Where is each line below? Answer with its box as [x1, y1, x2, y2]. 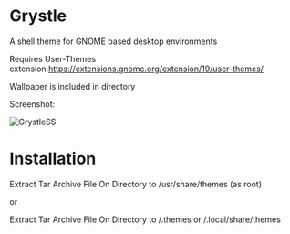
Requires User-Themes [9, 53, 97, 64]
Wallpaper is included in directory [9, 80, 136, 91]
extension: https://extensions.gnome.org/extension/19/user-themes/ [9, 63, 264, 74]
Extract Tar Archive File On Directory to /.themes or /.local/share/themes [9, 214, 281, 225]
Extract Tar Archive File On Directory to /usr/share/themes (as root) [9, 178, 263, 189]
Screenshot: [9, 98, 56, 110]
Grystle [9, 5, 67, 27]
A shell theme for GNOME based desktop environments [9, 36, 218, 47]
